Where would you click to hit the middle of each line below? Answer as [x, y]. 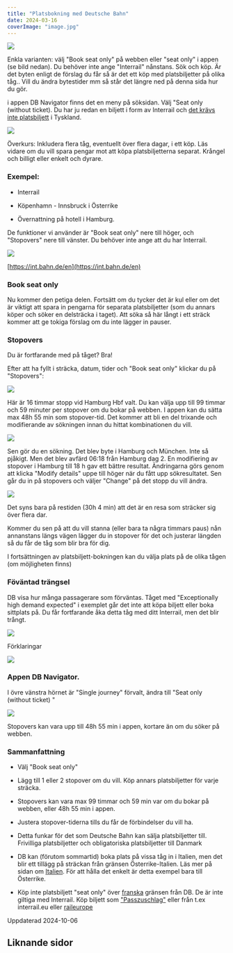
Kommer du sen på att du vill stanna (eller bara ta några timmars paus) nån [114, 528]
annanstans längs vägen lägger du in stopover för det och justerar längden [114, 536]
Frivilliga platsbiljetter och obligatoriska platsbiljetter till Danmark [110, 843]
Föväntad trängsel [39, 582]
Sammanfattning [36, 752]
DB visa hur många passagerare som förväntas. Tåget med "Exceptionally [113, 597]
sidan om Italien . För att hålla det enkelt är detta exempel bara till [110, 871]
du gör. [17, 89]
